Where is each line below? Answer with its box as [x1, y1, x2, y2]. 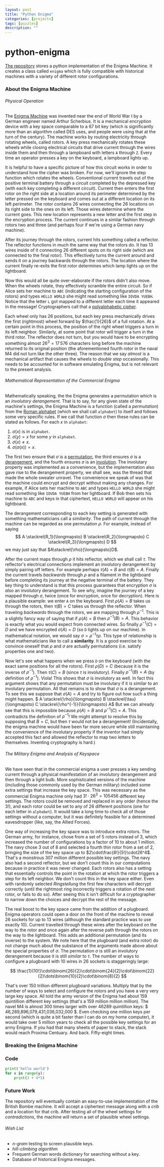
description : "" [5, 26, 38, 31]
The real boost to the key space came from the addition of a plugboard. [5, 906, 149, 912]
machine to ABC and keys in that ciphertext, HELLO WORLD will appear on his [5, 495, 153, 502]
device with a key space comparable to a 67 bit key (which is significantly [5, 123, 154, 129]
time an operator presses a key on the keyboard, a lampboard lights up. [5, 155, 149, 161]
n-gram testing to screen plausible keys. [12, 1140, 94, 1146]
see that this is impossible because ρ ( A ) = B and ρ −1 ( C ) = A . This [5, 706, 137, 713]
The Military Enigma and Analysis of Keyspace [5, 751, 100, 757]
